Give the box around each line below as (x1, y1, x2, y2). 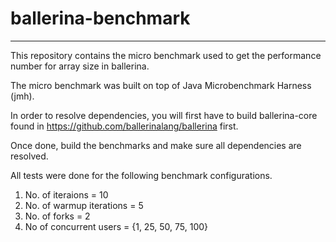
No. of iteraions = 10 (24, 188, 109, 201)
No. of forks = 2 (24, 210, 91, 222)
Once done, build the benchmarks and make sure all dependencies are (10, 139, 302, 151)
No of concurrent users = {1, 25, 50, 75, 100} (24, 220, 209, 232)
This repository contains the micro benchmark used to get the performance (10, 49, 322, 61)
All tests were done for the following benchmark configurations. (10, 169, 273, 181)
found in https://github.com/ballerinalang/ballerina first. (10, 120, 239, 132)
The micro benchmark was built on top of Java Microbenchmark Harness (10, 79, 312, 91)
